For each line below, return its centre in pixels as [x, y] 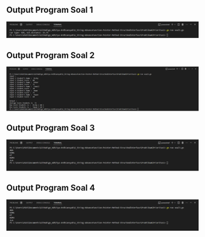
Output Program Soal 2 [51, 55]
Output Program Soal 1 [50, 10]
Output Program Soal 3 [51, 128]
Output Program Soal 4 [51, 188]
